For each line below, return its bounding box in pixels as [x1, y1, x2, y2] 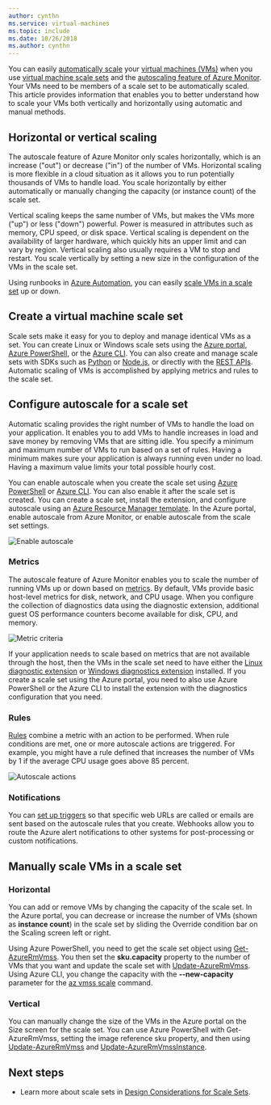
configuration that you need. [8, 692, 103, 702]
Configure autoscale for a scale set [8, 398, 189, 411]
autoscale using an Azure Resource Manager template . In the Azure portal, [8, 503, 256, 513]
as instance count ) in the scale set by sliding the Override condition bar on [8, 919, 258, 930]
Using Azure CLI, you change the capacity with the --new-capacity [8, 969, 234, 979]
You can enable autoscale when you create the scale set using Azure [8, 478, 238, 487]
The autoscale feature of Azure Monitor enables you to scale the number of [8, 575, 260, 584]
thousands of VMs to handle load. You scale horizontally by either [8, 177, 227, 187]
